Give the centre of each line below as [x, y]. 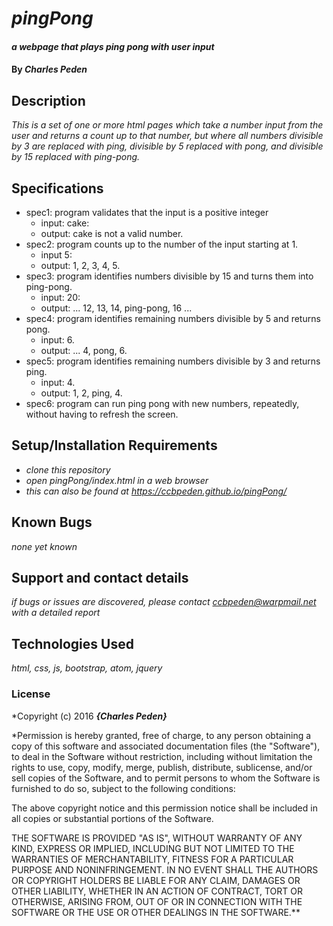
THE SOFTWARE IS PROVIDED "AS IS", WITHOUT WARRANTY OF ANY [157, 838]
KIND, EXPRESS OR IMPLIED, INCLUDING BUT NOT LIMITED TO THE [153, 848]
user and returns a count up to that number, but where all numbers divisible [167, 136]
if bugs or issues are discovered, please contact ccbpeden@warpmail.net [164, 602]
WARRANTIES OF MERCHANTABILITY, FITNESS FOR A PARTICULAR [152, 859]
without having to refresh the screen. [102, 414]
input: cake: [65, 223]
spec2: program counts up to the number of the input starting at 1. [162, 244]
